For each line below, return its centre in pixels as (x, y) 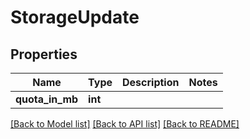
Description (151, 82)
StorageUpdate (75, 17)
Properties (44, 54)
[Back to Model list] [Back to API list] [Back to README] (125, 124)
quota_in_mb (47, 99)
